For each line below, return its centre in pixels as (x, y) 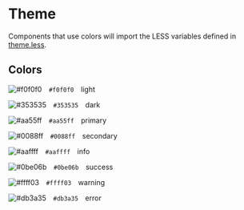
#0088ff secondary (84, 135)
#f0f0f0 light (72, 89)
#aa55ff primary (78, 120)
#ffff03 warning (76, 182)
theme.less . (27, 44)
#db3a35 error (77, 198)
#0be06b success (83, 167)
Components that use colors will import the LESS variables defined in (122, 36)
